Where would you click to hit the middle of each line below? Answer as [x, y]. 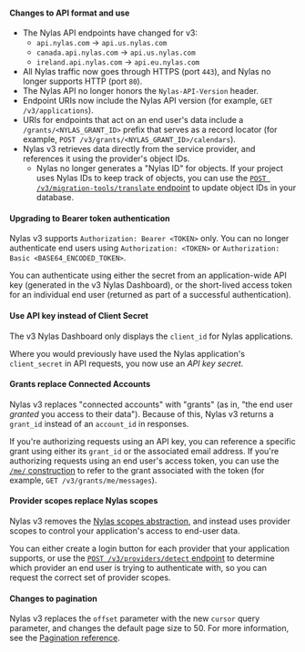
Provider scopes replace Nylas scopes [84, 501]
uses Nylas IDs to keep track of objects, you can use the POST [151, 178]
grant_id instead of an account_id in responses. [99, 423]
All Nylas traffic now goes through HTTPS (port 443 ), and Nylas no [147, 72]
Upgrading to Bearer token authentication [90, 218]
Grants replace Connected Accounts [80, 384]
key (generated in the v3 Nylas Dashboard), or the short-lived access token [151, 285]
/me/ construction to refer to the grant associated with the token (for [137, 470]
